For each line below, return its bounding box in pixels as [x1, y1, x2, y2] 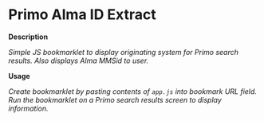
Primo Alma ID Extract [8, 6, 157, 24]
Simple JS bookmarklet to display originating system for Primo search [8, 47, 239, 57]
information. [8, 103, 49, 113]
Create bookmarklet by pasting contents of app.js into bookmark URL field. [8, 86, 258, 96]
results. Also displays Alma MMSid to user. [8, 56, 149, 65]
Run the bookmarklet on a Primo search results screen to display [8, 95, 222, 104]
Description [8, 32, 49, 41]
